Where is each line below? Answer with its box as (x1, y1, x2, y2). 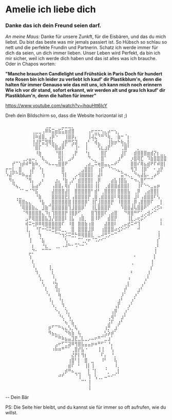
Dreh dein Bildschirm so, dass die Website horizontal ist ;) (5, 112, 127, 119)
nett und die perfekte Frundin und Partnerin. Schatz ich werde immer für (5, 45, 158, 51)
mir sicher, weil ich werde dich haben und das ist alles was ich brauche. (5, 55, 157, 62)
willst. (5, 410, 18, 416)
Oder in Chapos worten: (5, 61, 56, 67)
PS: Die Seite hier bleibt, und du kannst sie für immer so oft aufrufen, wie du (5, 404, 166, 410)
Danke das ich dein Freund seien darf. (5, 22, 102, 29)
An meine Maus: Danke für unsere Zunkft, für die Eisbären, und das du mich (5, 33, 166, 40)
